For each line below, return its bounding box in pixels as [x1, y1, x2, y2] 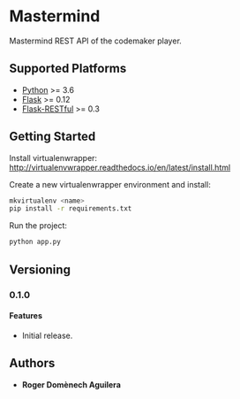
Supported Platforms [9, 61, 127, 76]
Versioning [9, 262, 71, 277]
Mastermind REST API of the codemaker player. [9, 35, 183, 46]
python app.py [9, 237, 62, 247]
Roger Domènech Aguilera [21, 379, 122, 390]
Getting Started [9, 129, 96, 144]
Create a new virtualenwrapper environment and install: [9, 179, 212, 189]
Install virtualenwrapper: [9, 152, 98, 163]
